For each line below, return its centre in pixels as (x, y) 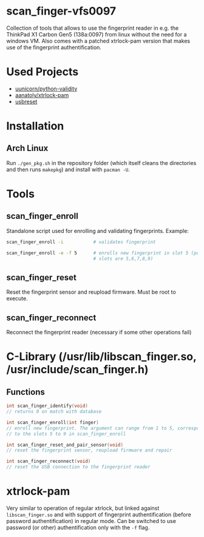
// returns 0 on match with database (54, 411)
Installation (35, 126)
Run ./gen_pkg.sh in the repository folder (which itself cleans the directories (101, 163)
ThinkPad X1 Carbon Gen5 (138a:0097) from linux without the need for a (97, 34)
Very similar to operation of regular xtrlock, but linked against (83, 508)
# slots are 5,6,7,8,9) (123, 258)
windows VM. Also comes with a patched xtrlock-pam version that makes (98, 41)
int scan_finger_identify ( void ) (47, 406)
